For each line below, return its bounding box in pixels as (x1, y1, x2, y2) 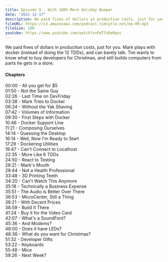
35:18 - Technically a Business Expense (5, 183, 87, 190)
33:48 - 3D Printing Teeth (5, 173, 58, 179)
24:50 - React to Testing (5, 157, 55, 163)
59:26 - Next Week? (5, 253, 46, 259)
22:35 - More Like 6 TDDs (5, 152, 59, 158)
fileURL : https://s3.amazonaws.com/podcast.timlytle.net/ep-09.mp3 (5, 21, 149, 26)
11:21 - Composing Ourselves (5, 125, 65, 131)
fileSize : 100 (5, 26, 35, 31)
